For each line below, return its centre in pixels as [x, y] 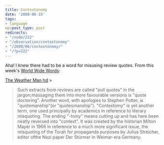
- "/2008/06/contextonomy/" [34, 47]
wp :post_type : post [25, 28]
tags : [11, 19]
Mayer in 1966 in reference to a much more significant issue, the [82, 126]
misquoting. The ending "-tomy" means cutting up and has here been [88, 116]
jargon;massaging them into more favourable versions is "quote [82, 95]
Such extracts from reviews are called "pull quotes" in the [76, 90]
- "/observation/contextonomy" [37, 42]
